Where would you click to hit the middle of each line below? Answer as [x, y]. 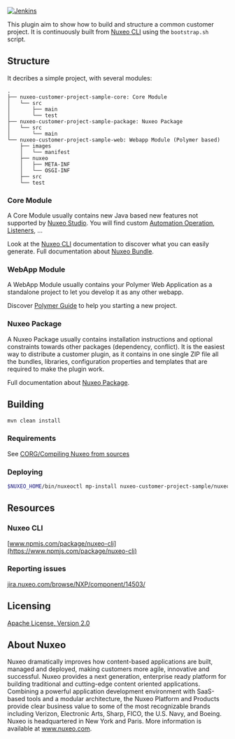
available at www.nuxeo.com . [50, 729]
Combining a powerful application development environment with [101, 691]
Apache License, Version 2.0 [49, 623]
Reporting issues [37, 569]
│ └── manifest [45, 152]
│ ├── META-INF [45, 164]
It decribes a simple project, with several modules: [80, 78]
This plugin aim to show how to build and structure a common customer [111, 24]
